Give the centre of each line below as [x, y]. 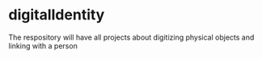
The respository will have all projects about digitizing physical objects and [131, 37]
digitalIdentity [57, 15]
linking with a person [43, 45]
